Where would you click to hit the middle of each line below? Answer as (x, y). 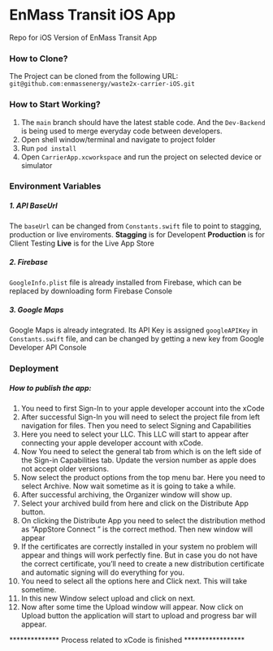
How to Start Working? (55, 105)
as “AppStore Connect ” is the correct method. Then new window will (137, 529)
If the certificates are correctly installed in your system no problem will (139, 547)
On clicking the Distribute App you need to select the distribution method (143, 521)
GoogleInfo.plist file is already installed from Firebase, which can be (126, 283)
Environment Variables (55, 186)
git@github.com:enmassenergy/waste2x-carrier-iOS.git (102, 84)
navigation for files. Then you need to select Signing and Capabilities (136, 426)
